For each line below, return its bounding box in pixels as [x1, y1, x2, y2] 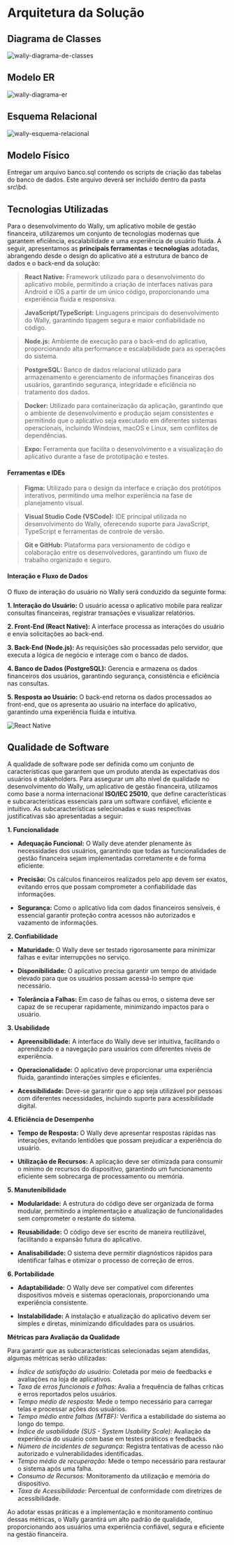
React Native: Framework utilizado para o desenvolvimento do [24, 273, 205, 281]
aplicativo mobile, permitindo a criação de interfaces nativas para [24, 280, 213, 289]
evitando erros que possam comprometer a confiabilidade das [17, 883, 197, 891]
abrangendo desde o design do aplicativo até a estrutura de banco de [7, 252, 208, 260]
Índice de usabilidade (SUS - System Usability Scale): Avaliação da [17, 1427, 211, 1436]
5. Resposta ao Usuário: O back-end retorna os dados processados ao [7, 693, 212, 701]
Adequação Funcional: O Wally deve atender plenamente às [17, 839, 192, 848]
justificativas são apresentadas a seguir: [7, 812, 124, 821]
